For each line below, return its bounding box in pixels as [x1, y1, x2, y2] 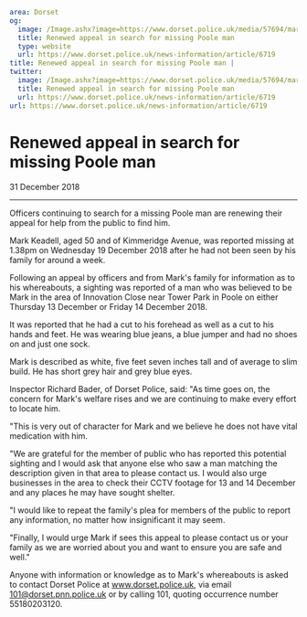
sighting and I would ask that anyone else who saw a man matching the [9, 458, 278, 469]
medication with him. [9, 431, 89, 441]
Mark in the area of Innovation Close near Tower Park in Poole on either [9, 292, 279, 303]
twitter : [9, 68, 43, 77]
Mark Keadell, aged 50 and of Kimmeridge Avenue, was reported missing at [9, 235, 294, 246]
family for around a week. [9, 255, 106, 266]
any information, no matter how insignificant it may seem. [9, 515, 226, 526]
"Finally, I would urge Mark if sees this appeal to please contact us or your [9, 532, 289, 543]
